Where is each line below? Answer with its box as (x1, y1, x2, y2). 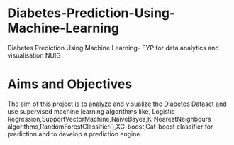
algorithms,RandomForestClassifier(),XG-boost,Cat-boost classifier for (7, 122, 213, 131)
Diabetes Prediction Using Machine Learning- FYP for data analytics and (7, 43, 220, 52)
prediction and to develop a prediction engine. (7, 129, 143, 138)
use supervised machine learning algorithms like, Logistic (7, 107, 176, 115)
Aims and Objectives (7, 76, 133, 92)
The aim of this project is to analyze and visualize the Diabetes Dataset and (7, 100, 227, 108)
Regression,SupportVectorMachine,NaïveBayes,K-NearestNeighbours (7, 114, 211, 123)
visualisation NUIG (7, 51, 62, 60)
